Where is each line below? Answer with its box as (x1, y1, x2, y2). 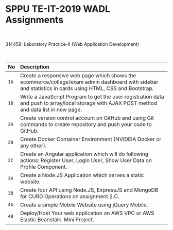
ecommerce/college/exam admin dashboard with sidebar (20, 78, 159, 85)
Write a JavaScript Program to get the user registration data (20, 93, 165, 100)
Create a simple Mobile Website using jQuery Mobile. (20, 201, 148, 208)
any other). (20, 142, 47, 149)
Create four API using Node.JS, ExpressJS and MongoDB (20, 186, 159, 193)
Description (20, 63, 50, 70)
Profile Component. (20, 163, 67, 170)
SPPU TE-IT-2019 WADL (5, 3, 111, 15)
